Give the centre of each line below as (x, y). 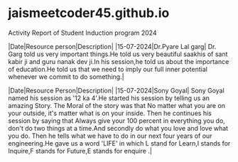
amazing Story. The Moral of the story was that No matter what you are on (117, 105)
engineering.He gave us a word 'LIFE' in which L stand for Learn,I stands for (119, 143)
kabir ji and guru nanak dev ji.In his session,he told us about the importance (119, 61)
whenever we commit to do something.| (66, 77)
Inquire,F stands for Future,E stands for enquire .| (80, 151)
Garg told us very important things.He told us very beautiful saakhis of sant (118, 54)
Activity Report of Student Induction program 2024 (82, 33)
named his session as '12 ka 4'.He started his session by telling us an (109, 98)
